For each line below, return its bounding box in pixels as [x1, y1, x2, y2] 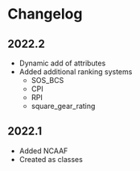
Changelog [7, 5, 83, 23]
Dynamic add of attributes [19, 58, 106, 68]
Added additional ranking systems [19, 67, 133, 77]
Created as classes [19, 154, 84, 164]
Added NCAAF [19, 146, 68, 156]
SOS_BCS [31, 76, 64, 85]
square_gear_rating [31, 102, 96, 111]
